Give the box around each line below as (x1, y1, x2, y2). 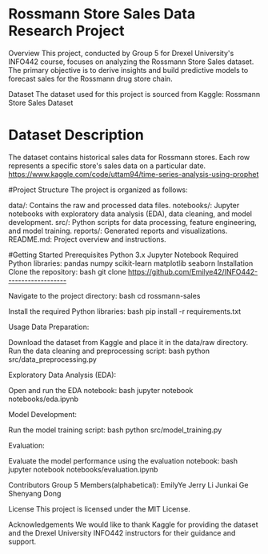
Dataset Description (8, 126, 144, 144)
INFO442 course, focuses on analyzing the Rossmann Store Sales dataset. (8, 57, 254, 66)
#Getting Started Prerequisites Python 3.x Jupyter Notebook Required (8, 250, 238, 259)
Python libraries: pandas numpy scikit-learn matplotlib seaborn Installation (8, 258, 254, 268)
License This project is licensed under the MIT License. (8, 504, 190, 513)
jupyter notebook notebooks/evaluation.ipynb (8, 464, 158, 474)
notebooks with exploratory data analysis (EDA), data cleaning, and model (8, 209, 252, 219)
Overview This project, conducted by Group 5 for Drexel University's (8, 48, 234, 58)
